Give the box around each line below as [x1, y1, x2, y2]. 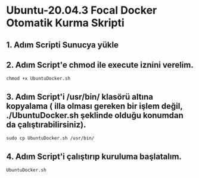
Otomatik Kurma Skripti [6, 16, 125, 30]
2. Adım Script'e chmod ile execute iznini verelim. [6, 60, 194, 70]
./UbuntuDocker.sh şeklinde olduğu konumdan [6, 110, 184, 120]
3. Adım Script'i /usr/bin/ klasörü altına [6, 91, 154, 101]
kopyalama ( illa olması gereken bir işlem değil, [6, 101, 183, 111]
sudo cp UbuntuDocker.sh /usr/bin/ [6, 135, 95, 141]
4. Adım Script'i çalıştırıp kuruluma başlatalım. [6, 151, 182, 161]
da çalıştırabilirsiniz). [6, 119, 86, 129]
